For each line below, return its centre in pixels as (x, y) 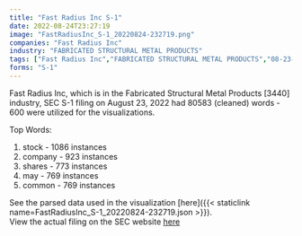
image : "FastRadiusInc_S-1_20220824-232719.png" (102, 34)
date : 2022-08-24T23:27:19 (60, 26)
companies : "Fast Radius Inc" (66, 43)
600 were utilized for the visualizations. (82, 112)
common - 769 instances (69, 185)
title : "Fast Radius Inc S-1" (66, 17)
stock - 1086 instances (65, 147)
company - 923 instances (70, 156)
